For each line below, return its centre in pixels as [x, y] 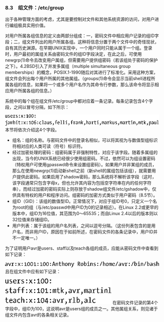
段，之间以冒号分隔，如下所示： [37, 107]
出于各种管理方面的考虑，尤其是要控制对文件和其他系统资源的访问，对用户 [80, 19]
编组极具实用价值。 [28, 25]
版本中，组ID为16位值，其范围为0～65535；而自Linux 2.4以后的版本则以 [85, 213]
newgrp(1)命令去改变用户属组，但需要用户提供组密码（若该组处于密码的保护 [81, 60]
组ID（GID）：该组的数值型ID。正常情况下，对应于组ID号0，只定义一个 [82, 201]
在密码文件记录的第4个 [135, 303]
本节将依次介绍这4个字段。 [32, 129]
